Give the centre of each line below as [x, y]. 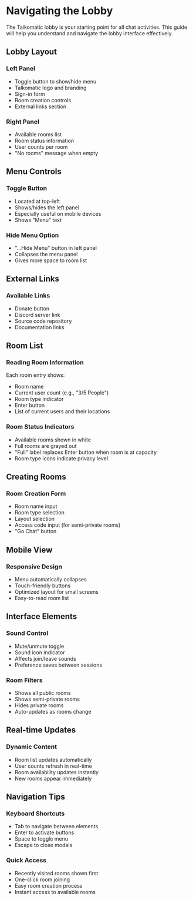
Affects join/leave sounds [45, 658]
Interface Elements [42, 616]
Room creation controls [43, 100]
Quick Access [26, 861]
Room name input [36, 506]
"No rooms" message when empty [56, 153]
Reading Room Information [45, 362]
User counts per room [41, 147]
